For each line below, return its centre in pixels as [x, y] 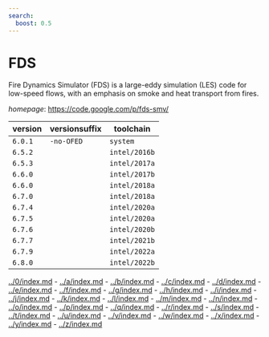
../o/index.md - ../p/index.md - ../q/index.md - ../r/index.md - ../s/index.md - [134, 307]
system [122, 142]
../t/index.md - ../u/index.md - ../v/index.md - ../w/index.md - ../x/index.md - [134, 316]
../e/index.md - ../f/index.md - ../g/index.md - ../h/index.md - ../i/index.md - [132, 290]
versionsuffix [75, 129]
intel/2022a [132, 252]
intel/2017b [132, 175]
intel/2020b [132, 230]
